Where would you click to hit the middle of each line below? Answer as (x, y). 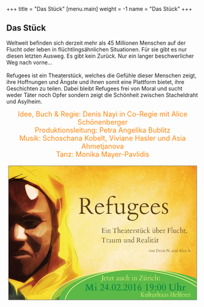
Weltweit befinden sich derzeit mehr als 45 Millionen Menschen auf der (96, 43)
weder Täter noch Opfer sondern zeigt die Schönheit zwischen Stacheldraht (102, 95)
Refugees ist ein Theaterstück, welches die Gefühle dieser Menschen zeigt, (101, 75)
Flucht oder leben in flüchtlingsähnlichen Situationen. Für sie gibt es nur (97, 49)
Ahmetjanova (103, 146)
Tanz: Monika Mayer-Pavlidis (103, 154)
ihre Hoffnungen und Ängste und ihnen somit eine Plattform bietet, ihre (95, 81)
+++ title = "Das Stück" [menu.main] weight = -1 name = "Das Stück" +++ (99, 9)
